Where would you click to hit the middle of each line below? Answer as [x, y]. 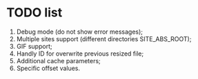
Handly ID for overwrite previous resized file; [80, 54]
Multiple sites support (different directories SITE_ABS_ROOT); [104, 38]
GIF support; [34, 46]
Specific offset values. [48, 68]
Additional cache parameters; [58, 60]
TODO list [34, 13]
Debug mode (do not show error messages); [79, 32]
